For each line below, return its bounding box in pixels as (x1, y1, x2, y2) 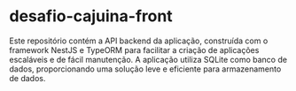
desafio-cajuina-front (9, 6, 173, 27)
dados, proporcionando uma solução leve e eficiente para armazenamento (9, 64, 282, 74)
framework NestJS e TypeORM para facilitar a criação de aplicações (9, 44, 260, 55)
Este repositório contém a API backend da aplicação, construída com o (9, 35, 269, 46)
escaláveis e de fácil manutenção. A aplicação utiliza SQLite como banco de (9, 54, 288, 64)
